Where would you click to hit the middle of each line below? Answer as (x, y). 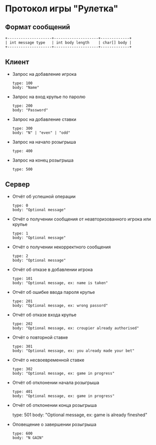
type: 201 (23, 301)
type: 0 (20, 205)
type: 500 (23, 169)
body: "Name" (26, 87)
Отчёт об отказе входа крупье (44, 315)
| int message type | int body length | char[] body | (69, 43)
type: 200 (23, 106)
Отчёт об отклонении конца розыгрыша (54, 405)
